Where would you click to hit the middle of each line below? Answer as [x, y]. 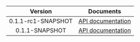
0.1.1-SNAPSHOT [41, 30]
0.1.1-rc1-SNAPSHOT [41, 21]
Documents [105, 11]
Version [41, 11]
